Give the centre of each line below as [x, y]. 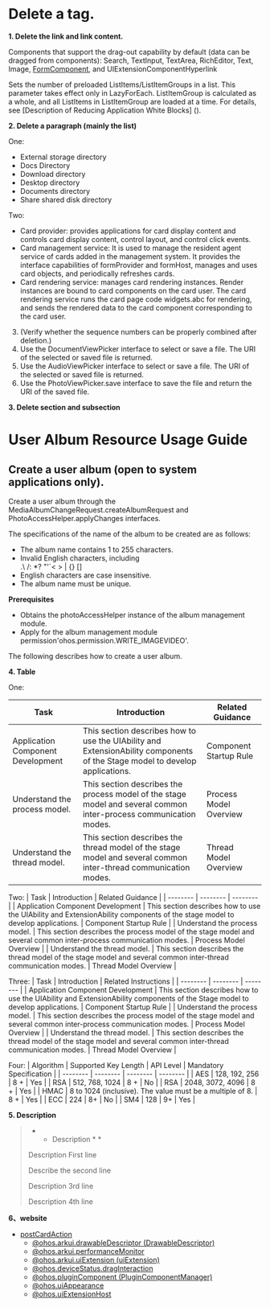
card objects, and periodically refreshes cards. [97, 273]
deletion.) [36, 340]
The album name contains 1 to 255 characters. [97, 549]
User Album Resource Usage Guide [128, 440]
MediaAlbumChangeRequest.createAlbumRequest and [98, 510]
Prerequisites [31, 599]
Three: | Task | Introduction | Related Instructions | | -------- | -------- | [126, 981]
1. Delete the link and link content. [66, 36]
